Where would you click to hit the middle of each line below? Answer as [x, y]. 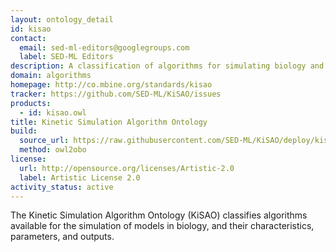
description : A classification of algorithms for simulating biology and [167, 66]
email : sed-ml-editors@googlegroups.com [104, 47]
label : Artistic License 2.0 [80, 177]
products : [31, 103]
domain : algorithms [51, 76]
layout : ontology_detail [62, 19]
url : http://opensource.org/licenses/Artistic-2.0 [127, 168]
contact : [28, 38]
